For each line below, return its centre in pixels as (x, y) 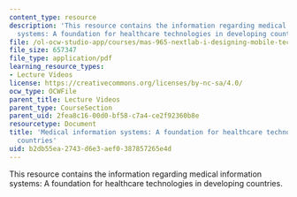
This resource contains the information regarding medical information (136, 174)
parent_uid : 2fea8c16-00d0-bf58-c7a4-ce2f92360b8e (104, 116)
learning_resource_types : (57, 67)
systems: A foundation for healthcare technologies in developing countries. (146, 183)
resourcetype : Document (53, 125)
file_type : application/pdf (61, 58)
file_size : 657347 (43, 50)
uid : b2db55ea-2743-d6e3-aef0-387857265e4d (91, 148)
